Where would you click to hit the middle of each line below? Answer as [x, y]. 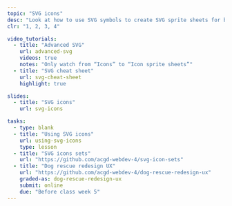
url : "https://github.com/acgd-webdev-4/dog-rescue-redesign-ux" [116, 173]
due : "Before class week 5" [60, 192]
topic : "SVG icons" [35, 13]
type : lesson [38, 147]
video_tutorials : [32, 39]
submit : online [41, 185]
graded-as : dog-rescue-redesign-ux [71, 179]
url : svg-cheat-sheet [50, 77]
